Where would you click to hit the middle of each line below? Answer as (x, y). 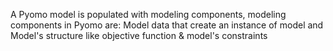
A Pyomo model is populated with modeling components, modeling (148, 14)
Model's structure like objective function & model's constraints (139, 35)
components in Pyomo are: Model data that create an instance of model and (167, 25)
